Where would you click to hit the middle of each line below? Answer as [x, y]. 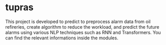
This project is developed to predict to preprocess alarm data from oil [78, 21]
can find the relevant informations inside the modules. [62, 38]
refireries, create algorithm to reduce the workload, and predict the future [82, 27]
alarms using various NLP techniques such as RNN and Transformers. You [83, 32]
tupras [20, 7]
